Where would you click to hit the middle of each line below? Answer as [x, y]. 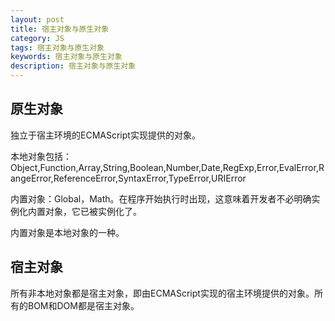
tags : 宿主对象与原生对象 [57, 47]
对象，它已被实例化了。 [93, 211]
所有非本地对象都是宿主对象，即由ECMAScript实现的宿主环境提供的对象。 [162, 293]
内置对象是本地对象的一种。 [67, 232]
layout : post [37, 19]
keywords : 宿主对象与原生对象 [66, 57]
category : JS [37, 38]
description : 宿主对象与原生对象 [73, 66]
